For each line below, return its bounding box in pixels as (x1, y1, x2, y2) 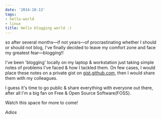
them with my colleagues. (5, 75, 58, 81)
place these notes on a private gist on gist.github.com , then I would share (5, 70, 155, 76)
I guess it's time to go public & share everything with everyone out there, (5, 85, 154, 91)
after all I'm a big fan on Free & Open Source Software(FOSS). (5, 90, 131, 96)
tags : (5, 12, 16, 17)
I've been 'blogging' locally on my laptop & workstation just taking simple (5, 59, 155, 65)
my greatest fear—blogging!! (5, 50, 64, 56)
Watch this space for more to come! (5, 100, 78, 106)
